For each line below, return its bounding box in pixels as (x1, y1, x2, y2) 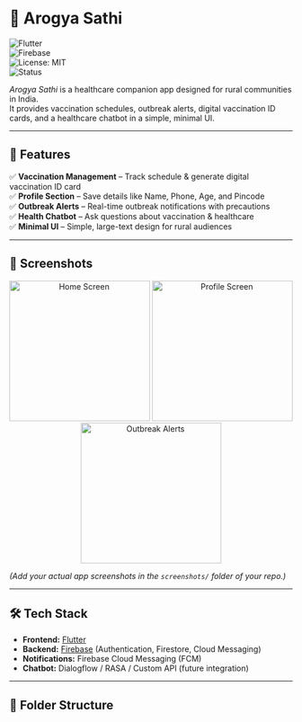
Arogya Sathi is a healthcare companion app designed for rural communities (9, 84, 292, 94)
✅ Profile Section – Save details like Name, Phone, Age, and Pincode (9, 191, 265, 201)
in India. (9, 94, 39, 104)
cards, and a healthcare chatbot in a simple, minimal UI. (9, 112, 216, 123)
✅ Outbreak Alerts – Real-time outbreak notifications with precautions (9, 201, 271, 211)
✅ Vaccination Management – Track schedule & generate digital (9, 171, 250, 182)
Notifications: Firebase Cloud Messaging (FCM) (22, 654, 202, 664)
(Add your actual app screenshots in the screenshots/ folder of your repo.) (9, 570, 287, 581)
